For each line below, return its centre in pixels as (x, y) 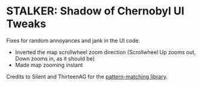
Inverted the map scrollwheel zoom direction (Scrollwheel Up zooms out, (105, 52)
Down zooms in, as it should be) (55, 58)
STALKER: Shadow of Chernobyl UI (96, 11)
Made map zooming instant (49, 65)
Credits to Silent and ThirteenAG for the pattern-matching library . (87, 76)
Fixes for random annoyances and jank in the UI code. (73, 40)
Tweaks (26, 24)
